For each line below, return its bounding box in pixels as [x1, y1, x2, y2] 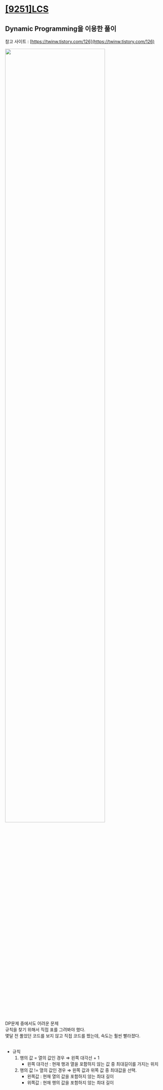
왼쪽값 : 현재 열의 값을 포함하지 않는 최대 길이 [27, 1074, 114, 1079]
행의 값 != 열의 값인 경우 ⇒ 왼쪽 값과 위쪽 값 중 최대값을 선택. [19, 1067, 137, 1073]
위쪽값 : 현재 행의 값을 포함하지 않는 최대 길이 [27, 1080, 114, 1086]
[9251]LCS [5, 3, 49, 15]
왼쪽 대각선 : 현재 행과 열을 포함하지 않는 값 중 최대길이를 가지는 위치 [27, 1061, 159, 1067]
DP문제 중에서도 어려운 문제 [5, 1021, 59, 1026]
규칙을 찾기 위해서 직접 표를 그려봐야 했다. [5, 1027, 85, 1032]
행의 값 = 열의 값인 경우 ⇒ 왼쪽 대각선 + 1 [19, 1055, 100, 1061]
